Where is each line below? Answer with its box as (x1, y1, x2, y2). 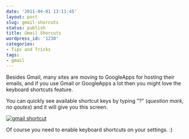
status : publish (6, 25, 46, 31)
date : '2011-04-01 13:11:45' (6, 8, 77, 15)
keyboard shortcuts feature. (6, 86, 73, 93)
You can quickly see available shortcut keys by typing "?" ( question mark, (6, 97, 184, 104)
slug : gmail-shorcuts (6, 19, 59, 25)
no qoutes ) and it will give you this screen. (6, 103, 108, 110)
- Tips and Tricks (6, 47, 51, 53)
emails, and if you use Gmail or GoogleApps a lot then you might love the (6, 79, 181, 86)
